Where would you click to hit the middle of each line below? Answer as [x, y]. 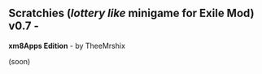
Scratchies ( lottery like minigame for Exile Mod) [131, 13]
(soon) [20, 61]
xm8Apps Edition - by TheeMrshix [67, 46]
